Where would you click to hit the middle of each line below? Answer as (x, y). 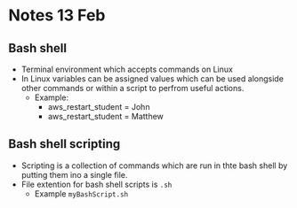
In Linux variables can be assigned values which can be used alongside (152, 79)
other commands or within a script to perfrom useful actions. (132, 88)
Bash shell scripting (64, 144)
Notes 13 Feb (57, 15)
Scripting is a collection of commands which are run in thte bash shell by (154, 166)
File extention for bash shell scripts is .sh (96, 184)
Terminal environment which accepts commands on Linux (127, 69)
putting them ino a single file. (74, 174)
